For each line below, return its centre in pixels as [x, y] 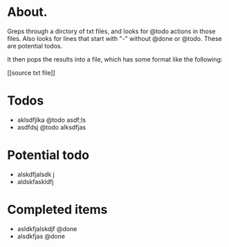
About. [27, 12]
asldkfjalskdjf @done [47, 228]
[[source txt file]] [31, 73]
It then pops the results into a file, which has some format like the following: [115, 59]
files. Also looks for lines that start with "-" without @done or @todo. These [115, 38]
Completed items [57, 210]
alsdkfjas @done [41, 236]
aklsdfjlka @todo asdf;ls [52, 120]
